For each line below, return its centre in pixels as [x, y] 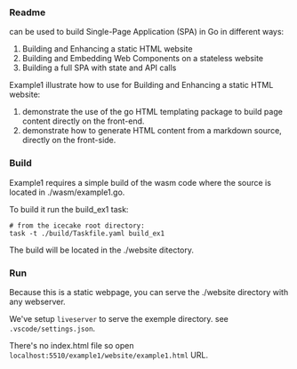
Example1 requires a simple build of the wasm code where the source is [140, 182]
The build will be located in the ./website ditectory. [101, 250]
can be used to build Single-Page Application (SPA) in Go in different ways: [147, 32]
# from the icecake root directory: [77, 225]
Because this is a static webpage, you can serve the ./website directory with [149, 292]
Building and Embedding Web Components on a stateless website [143, 59]
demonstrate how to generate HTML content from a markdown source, [152, 131]
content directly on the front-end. [83, 121]
